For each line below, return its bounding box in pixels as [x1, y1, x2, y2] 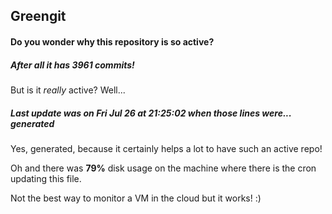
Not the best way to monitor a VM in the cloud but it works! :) [10, 192, 262, 204]
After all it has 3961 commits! [10, 59, 135, 71]
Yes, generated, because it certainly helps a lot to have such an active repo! [10, 142, 323, 154]
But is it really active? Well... [10, 84, 126, 96]
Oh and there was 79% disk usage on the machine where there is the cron [10, 162, 317, 174]
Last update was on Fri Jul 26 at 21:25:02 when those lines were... [10, 107, 292, 119]
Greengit [10, 8, 67, 25]
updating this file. [10, 172, 82, 184]
